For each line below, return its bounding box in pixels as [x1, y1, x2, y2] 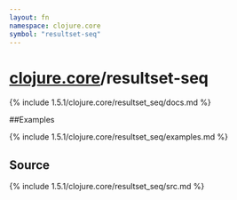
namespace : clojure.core [9, 21, 101, 30]
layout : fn [9, 12, 50, 22]
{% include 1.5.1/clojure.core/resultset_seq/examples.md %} [9, 132, 229, 142]
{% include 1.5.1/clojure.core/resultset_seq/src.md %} [9, 181, 205, 192]
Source [9, 157, 51, 172]
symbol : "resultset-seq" [9, 29, 101, 38]
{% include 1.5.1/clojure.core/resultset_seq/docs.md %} [9, 97, 211, 108]
